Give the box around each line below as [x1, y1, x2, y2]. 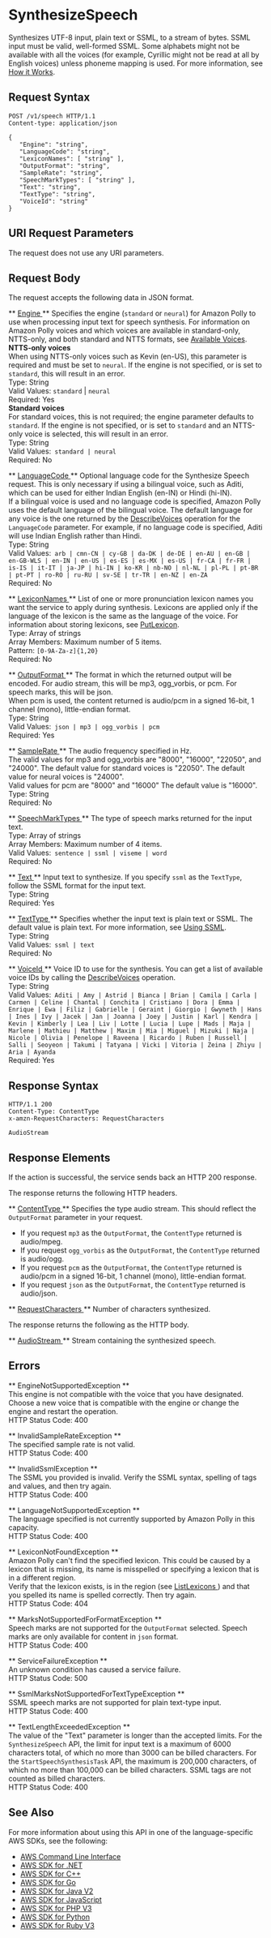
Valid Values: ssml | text [8, 939, 95, 950]
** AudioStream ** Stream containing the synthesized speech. [8, 1336, 217, 1345]
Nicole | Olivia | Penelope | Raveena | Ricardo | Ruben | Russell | [8, 1034, 248, 1042]
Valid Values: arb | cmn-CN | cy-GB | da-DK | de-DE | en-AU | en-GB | [8, 548, 251, 558]
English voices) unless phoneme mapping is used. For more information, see [8, 58, 263, 68]
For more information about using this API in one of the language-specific [8, 1827, 253, 1837]
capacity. [8, 1523, 40, 1532]
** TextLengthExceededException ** [8, 1721, 131, 1731]
